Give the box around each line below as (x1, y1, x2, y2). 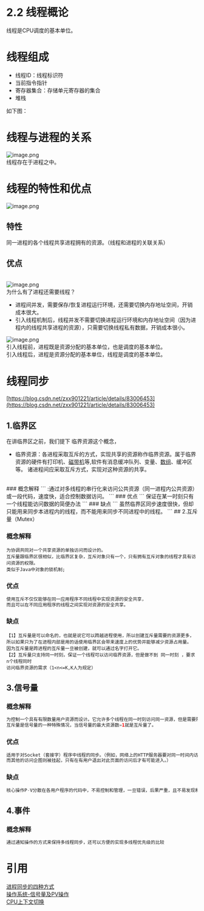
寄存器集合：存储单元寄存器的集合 (15, 86, 101, 94)
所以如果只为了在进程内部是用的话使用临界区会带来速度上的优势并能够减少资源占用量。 (6, 638, 192, 645)
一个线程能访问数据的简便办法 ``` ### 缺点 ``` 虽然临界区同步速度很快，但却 (6, 500, 194, 507)
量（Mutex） (6, 515, 38, 523)
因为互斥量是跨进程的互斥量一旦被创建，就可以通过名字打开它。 (6, 645, 142, 651)
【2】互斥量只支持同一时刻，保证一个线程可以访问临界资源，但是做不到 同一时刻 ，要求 (6, 652, 195, 658)
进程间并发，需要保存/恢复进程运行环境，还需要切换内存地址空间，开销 (15, 301, 193, 308)
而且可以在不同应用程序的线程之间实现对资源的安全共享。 (6, 601, 129, 608)
